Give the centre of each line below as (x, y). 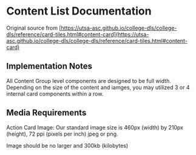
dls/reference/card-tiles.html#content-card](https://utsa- (78, 34)
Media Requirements (46, 113)
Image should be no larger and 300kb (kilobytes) (67, 145)
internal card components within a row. (55, 94)
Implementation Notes (49, 66)
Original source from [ (34, 28)
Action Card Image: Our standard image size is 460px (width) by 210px (95, 127)
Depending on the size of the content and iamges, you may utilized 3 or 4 (98, 87)
